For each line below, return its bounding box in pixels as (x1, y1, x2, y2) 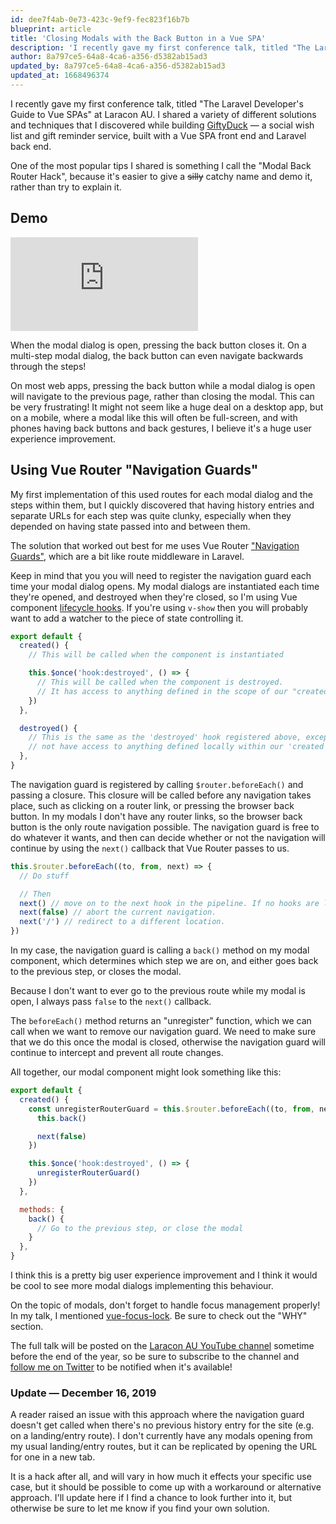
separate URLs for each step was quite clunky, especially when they (10, 509, 292, 521)
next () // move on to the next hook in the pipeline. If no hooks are (19, 898, 320, 908)
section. (10, 1321, 44, 1332)
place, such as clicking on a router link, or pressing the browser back (10, 799, 295, 811)
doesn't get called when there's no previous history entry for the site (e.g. (10, 1419, 315, 1431)
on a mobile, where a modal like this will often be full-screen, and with (10, 411, 298, 423)
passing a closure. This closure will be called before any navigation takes (10, 789, 312, 801)
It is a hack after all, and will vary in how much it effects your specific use (10, 1471, 312, 1483)
